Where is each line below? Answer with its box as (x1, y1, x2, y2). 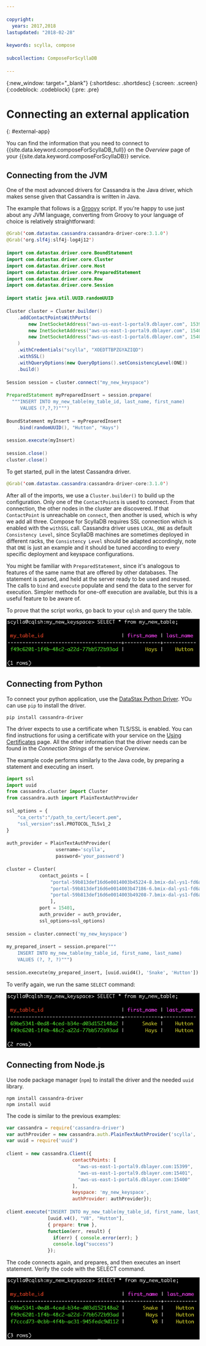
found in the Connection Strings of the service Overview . (6, 744, 150, 752)
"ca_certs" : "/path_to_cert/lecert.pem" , (17, 814, 122, 820)
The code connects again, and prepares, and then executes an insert (6, 1259, 181, 1266)
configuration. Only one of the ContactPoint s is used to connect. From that (6, 498, 195, 505)
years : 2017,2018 (12, 23, 56, 29)
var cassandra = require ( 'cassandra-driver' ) (6, 1125, 124, 1131)
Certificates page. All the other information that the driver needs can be (6, 738, 187, 745)
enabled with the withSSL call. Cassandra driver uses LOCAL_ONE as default (6, 524, 193, 532)
